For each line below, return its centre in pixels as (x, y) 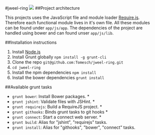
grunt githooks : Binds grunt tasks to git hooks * (60, 112)
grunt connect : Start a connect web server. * (57, 117)
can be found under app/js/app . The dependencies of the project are (74, 28)
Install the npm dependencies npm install (54, 72)
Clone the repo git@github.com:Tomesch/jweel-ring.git (68, 62)
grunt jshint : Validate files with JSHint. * (53, 101)
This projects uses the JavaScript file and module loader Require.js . (72, 17)
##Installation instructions (31, 42)
